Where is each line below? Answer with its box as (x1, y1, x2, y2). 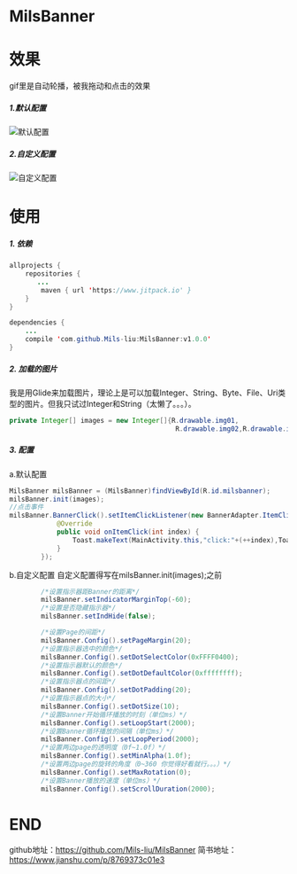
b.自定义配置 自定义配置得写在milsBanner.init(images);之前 (9, 569, 223, 580)
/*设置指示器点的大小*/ (41, 694, 117, 703)
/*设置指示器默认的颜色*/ (41, 660, 123, 670)
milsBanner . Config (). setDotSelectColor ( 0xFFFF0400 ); (41, 652, 240, 661)
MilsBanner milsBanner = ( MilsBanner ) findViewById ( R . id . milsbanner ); (9, 486, 271, 496)
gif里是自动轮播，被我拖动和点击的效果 (9, 81, 151, 91)
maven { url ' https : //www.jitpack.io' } (41, 285, 192, 294)
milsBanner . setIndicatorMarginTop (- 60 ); (41, 596, 192, 605)
